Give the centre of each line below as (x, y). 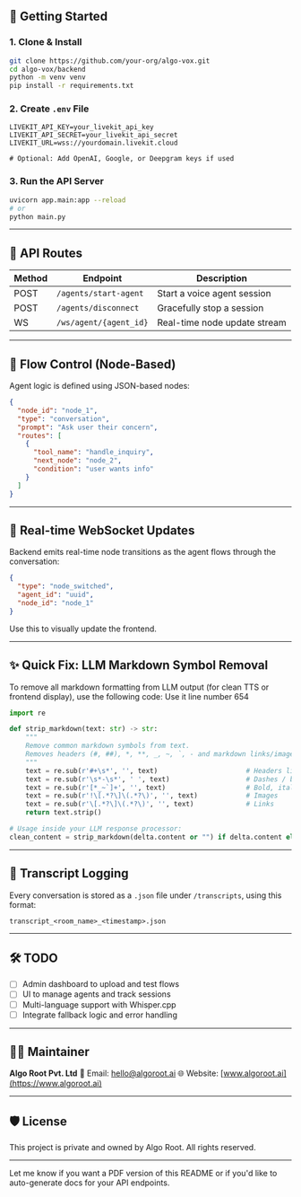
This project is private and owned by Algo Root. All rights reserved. (133, 1148)
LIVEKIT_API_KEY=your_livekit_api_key (82, 128)
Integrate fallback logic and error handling (99, 1015)
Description (222, 278)
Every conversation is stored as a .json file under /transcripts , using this (146, 895)
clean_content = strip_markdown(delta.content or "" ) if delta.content (146, 837)
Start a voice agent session (214, 294)
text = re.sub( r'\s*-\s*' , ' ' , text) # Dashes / (156, 779)
